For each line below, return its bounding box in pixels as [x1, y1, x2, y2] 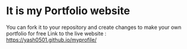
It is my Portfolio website [6, 4, 130, 18]
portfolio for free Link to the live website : [6, 30, 107, 37]
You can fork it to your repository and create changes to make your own [6, 24, 182, 31]
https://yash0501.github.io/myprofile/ [6, 36, 97, 43]
